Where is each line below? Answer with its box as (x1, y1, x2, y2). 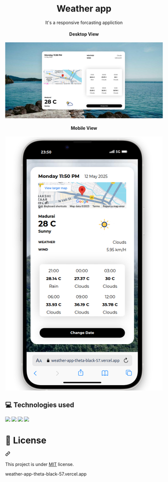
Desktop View (69, 31, 99, 37)
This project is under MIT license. (5, 462, 74, 468)
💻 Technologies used (5, 401, 74, 409)
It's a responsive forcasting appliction (45, 19, 123, 25)
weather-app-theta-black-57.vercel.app (5, 471, 87, 477)
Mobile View (70, 125, 97, 131)
